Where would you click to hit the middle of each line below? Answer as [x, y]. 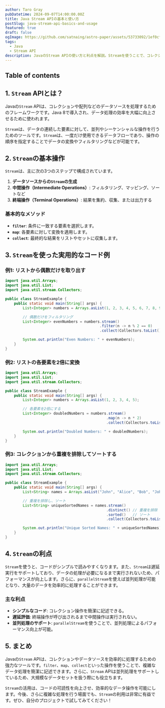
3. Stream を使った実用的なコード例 [57, 255]
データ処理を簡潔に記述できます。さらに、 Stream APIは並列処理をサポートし [82, 671]
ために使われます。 [33, 118]
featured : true [21, 28]
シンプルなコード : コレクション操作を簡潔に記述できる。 [69, 611]
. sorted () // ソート [128, 515]
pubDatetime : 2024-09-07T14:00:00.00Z [45, 14]
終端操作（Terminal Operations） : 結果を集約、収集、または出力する [82, 200]
